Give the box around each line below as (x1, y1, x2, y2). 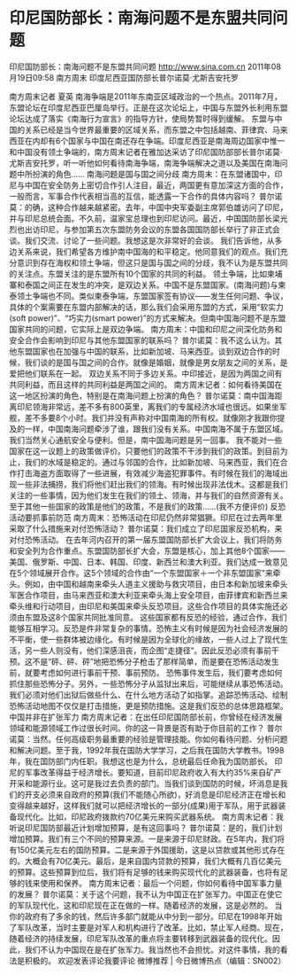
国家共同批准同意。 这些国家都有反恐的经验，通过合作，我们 (67, 612, 287, 622)
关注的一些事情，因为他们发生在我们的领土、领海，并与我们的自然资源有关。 (9, 489, 288, 501)
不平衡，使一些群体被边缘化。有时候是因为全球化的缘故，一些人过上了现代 (9, 634, 280, 644)
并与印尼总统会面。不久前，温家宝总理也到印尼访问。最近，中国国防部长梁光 (9, 213, 288, 223)
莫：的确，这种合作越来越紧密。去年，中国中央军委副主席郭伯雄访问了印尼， (9, 201, 288, 213)
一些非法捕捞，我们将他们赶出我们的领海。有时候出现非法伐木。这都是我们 (16, 479, 288, 489)
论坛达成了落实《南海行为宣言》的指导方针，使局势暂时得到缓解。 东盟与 (9, 113, 275, 124)
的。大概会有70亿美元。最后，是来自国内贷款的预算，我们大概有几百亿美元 (9, 855, 282, 866)
